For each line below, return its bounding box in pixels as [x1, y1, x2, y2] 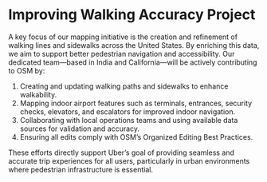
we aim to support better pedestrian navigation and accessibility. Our [8, 49, 235, 58]
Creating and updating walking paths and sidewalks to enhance [19, 81, 229, 91]
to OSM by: [8, 65, 45, 75]
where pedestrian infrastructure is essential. [8, 164, 154, 174]
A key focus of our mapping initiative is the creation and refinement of [8, 32, 238, 42]
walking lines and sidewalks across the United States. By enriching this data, [8, 40, 260, 49]
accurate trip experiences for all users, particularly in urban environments [8, 156, 250, 165]
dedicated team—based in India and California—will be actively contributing [8, 57, 257, 67]
